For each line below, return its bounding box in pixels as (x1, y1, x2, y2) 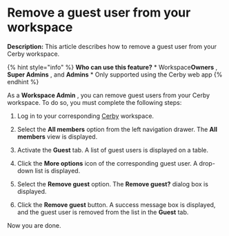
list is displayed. (34, 166, 81, 175)
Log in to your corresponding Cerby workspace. (17, 112, 154, 120)
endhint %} (7, 77, 39, 86)
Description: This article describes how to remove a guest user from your (7, 42, 217, 50)
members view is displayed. (17, 132, 98, 141)
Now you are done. (7, 221, 61, 229)
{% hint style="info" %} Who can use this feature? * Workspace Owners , (7, 63, 218, 71)
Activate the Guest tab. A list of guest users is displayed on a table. (17, 146, 209, 154)
